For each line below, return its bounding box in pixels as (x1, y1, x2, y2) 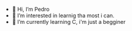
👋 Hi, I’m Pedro (12, 6, 50, 13)
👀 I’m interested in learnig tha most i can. (12, 12, 114, 19)
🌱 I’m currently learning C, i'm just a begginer (12, 18, 126, 25)
